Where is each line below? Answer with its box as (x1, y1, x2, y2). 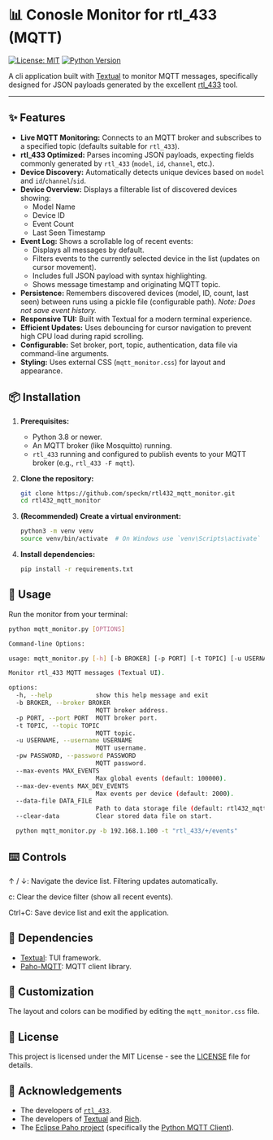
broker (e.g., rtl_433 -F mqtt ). (32, 458, 136, 468)
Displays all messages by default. (32, 245, 145, 255)
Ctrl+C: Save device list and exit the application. (8, 907, 169, 917)
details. (8, 1060, 33, 1070)
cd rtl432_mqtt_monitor (19, 497, 102, 505)
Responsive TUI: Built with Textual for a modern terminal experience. (19, 314, 253, 324)
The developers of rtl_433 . (19, 1105, 112, 1115)
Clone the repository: (19, 473, 94, 483)
